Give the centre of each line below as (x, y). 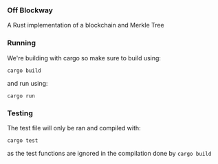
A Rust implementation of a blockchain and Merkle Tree (86, 25)
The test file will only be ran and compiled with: (74, 128)
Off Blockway (30, 10)
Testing (20, 113)
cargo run (21, 96)
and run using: (28, 83)
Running (22, 43)
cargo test (23, 140)
